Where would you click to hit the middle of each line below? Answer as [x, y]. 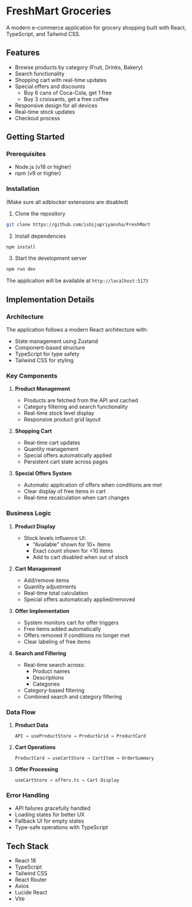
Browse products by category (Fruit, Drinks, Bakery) [79, 67]
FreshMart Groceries [59, 11]
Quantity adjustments [50, 586]
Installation [23, 189]
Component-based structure [50, 348]
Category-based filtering [54, 690]
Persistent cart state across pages [66, 462]
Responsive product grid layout [62, 420]
